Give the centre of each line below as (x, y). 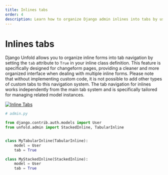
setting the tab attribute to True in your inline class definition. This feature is (83, 63)
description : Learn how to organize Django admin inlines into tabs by (81, 19)
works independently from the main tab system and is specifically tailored (81, 89)
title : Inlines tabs (27, 10)
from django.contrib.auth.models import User (53, 123)
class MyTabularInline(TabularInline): (47, 140)
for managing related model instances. (45, 95)
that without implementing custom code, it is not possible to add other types (84, 79)
